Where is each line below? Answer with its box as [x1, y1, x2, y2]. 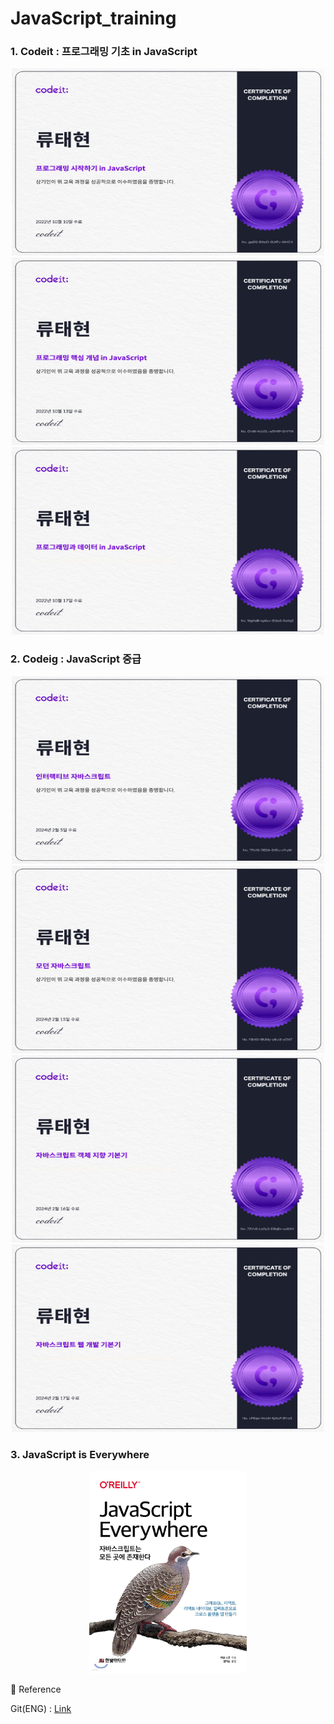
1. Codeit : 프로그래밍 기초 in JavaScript [10, 45, 198, 59]
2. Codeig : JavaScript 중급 [10, 652, 142, 666]
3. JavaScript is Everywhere [10, 1447, 150, 1461]
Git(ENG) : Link [10, 1702, 72, 1714]
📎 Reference [10, 1683, 62, 1695]
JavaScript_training [10, 7, 177, 30]
